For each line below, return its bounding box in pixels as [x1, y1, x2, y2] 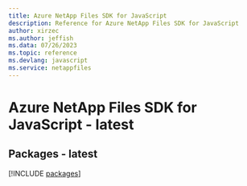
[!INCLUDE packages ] [8, 168, 81, 178]
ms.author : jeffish [8, 34, 74, 42]
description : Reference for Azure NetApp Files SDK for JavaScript [8, 19, 240, 27]
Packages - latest [8, 148, 98, 161]
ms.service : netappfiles [8, 64, 92, 72]
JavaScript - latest [8, 115, 134, 133]
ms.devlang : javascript [8, 57, 89, 65]
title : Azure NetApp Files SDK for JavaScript [8, 11, 167, 20]
